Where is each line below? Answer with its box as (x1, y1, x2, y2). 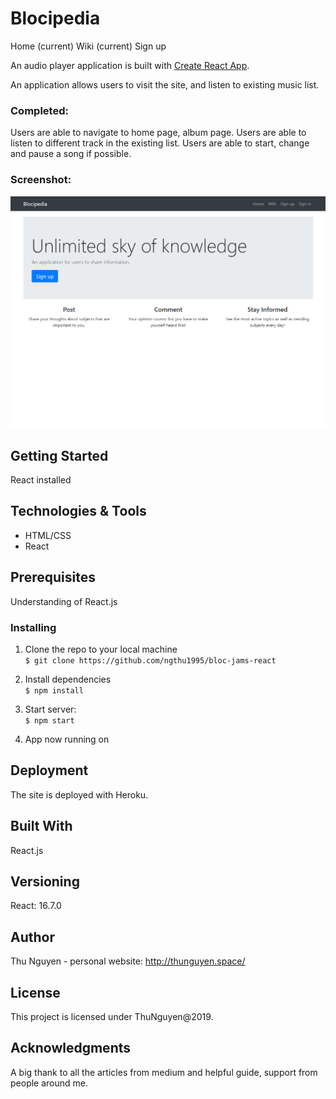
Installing (10, 620, 57, 634)
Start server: (24, 703, 77, 715)
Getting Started (10, 447, 109, 464)
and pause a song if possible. (10, 148, 132, 160)
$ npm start (24, 715, 75, 726)
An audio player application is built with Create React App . (10, 59, 250, 71)
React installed (10, 473, 72, 486)
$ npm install (24, 685, 84, 696)
